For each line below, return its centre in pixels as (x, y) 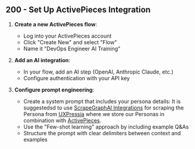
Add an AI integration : (42, 60)
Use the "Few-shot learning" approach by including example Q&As (106, 127)
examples (35, 139)
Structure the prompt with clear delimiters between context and (102, 133)
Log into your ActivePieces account (67, 36)
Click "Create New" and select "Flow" (70, 42)
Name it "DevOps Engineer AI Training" (72, 48)
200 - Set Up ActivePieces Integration (78, 10)
